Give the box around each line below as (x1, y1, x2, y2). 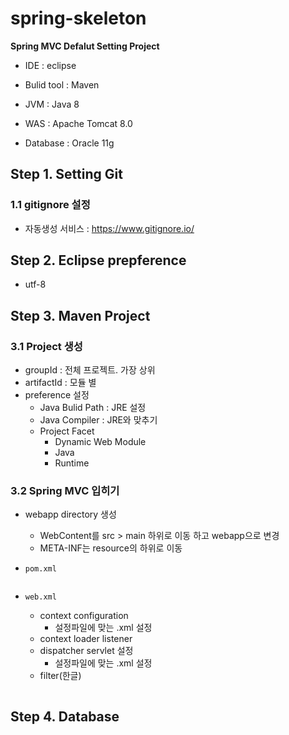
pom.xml (24, 564, 57, 574)
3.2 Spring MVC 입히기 (10, 484, 120, 498)
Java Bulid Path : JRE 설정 (39, 402, 147, 414)
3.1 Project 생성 (10, 339, 83, 353)
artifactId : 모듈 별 (24, 377, 97, 389)
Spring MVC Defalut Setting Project (10, 40, 160, 52)
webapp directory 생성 (24, 508, 117, 521)
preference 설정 (24, 389, 90, 401)
